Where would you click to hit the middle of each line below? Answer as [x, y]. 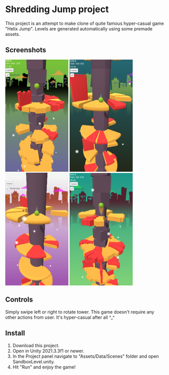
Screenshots [26, 50]
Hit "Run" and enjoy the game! [44, 367]
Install [15, 333]
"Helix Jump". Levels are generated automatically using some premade [79, 28]
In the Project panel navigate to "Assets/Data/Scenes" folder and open [86, 356]
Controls [19, 300]
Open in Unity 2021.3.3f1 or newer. [48, 351]
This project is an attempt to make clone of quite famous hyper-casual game [84, 23]
